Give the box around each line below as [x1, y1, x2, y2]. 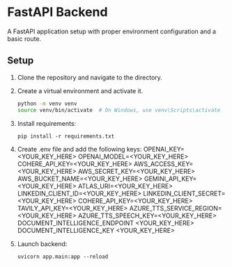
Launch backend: [17, 239, 68, 248]
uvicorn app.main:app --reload [17, 253, 109, 260]
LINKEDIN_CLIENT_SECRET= [143, 189, 226, 197]
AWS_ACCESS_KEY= [133, 159, 194, 168]
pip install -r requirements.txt [17, 133, 115, 140]
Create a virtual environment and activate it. [17, 86, 144, 95]
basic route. [7, 34, 42, 42]
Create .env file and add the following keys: [17, 145, 142, 153]
